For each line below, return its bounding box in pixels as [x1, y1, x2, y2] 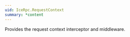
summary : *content [5, 12, 44, 17]
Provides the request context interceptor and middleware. [5, 26, 125, 32]
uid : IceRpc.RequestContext [5, 7, 64, 13]
